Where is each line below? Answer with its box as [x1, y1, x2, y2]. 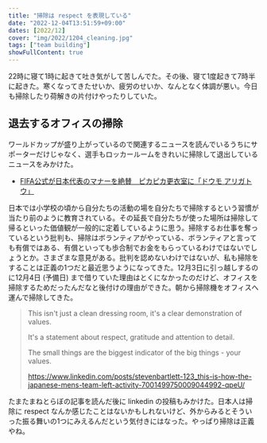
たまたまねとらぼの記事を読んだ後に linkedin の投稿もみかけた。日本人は [8, 396, 246, 406]
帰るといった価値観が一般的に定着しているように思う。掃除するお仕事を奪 [8, 223, 252, 232]
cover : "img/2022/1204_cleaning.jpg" [8, 33, 133, 42]
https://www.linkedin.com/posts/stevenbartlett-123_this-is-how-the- [27, 371, 253, 381]
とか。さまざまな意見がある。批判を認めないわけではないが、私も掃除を [21, 252, 259, 262]
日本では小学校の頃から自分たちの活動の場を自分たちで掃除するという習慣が [8, 203, 259, 212]
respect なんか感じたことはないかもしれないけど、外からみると [23, 406, 232, 416]
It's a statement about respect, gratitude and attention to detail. [27, 332, 235, 342]
